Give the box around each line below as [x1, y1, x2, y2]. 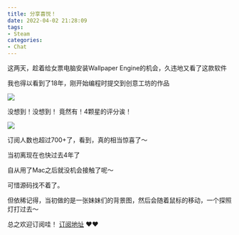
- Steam [7, 30, 31, 38]
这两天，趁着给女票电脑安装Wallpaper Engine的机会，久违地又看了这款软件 [7, 64, 228, 72]
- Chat [7, 43, 27, 50]
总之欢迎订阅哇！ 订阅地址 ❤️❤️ [7, 220, 99, 228]
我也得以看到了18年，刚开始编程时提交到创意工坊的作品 [7, 79, 170, 87]
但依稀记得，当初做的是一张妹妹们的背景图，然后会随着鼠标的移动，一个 [7, 196, 219, 204]
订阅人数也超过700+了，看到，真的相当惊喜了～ [7, 136, 148, 144]
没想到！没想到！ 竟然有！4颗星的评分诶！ [7, 107, 132, 116]
